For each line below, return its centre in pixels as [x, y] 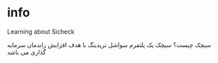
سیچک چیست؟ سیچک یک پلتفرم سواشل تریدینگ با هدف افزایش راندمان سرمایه [109, 45]
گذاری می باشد [26, 52]
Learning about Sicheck [41, 32]
